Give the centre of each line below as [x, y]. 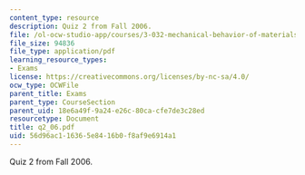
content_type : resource [54, 18]
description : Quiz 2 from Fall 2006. [81, 26]
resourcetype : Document [54, 119]
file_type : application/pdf [63, 52]
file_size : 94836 [42, 43]
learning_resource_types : [58, 60]
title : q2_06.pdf [42, 128]
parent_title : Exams [49, 93]
